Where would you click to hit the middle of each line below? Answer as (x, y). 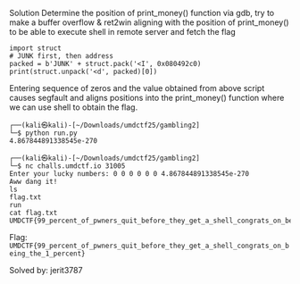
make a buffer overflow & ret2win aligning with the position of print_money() (149, 22)
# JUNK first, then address (62, 56)
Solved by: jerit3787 (46, 270)
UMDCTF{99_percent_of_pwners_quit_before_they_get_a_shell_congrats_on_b (150, 246)
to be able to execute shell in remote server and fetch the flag (123, 32)
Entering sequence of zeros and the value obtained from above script (137, 88)
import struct (36, 48)
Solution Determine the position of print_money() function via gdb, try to (142, 13)
